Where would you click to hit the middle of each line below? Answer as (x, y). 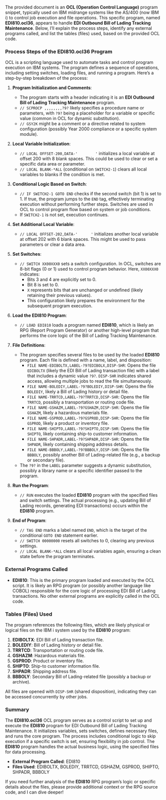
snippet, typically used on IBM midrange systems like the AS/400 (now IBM (82, 12)
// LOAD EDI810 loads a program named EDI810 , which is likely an (87, 325)
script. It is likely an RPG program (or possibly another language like (82, 585)
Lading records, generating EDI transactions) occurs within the (83, 506)
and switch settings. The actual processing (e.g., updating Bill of (85, 501)
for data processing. (26, 752)
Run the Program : (31, 486)
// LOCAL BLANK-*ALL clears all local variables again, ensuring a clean (90, 551)
